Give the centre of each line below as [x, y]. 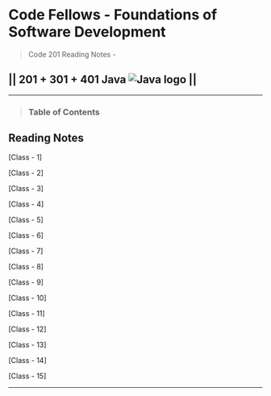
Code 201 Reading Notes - [72, 54]
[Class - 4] [26, 204]
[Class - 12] [27, 329]
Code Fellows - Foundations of [113, 15]
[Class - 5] [26, 220]
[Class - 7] [26, 251]
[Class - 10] [27, 298]
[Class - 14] [27, 361]
